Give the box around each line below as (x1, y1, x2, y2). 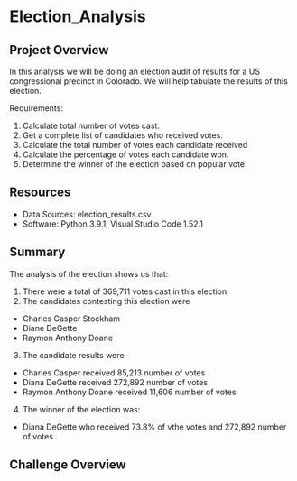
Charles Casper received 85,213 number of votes (22, 367, 206, 378)
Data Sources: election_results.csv (22, 208, 152, 219)
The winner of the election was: (22, 403, 141, 414)
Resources (9, 185, 71, 200)
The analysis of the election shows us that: (9, 268, 169, 279)
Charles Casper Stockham (22, 313, 120, 324)
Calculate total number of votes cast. (22, 120, 161, 131)
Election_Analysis (9, 6, 146, 27)
